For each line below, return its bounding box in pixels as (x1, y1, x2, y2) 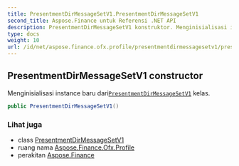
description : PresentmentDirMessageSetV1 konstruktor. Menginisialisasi (7, 24, 228, 31)
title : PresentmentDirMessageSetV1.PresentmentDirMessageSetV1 (7, 10, 199, 18)
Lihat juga (7, 119, 43, 129)
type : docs (7, 30, 40, 38)
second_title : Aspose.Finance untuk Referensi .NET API (7, 17, 176, 24)
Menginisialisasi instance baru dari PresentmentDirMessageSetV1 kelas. (7, 88, 211, 97)
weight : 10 (7, 37, 40, 44)
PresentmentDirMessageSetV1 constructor (7, 70, 203, 82)
